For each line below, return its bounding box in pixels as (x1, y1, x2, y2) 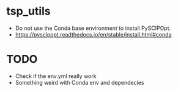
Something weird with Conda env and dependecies (15, 79, 144, 86)
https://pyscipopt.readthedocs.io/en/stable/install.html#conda (15, 30, 172, 38)
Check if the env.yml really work (15, 72, 97, 80)
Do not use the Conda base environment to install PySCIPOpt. (15, 24, 171, 32)
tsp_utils (6, 4, 51, 18)
